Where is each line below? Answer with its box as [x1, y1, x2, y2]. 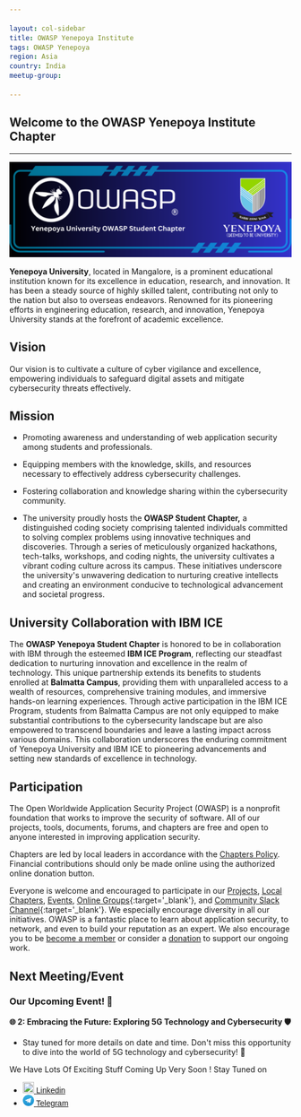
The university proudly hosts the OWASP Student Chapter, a [21, 513, 248, 524]
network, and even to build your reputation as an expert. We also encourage [9, 923, 290, 934]
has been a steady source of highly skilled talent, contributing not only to [9, 285, 279, 296]
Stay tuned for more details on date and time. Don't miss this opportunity [21, 1036, 291, 1048]
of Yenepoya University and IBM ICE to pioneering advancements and [9, 744, 267, 755]
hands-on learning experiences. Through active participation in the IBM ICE [9, 696, 288, 707]
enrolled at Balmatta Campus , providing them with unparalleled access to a [9, 677, 288, 688]
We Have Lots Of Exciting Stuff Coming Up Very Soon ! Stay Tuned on [9, 1063, 267, 1075]
